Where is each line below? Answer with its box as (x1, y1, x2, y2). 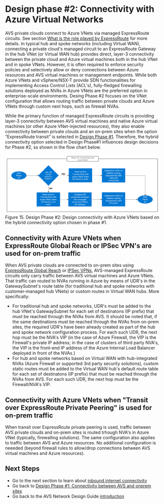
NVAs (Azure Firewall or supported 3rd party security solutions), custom (12, 360, 159, 367)
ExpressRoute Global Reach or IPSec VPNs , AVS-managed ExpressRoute (5, 267, 153, 273)
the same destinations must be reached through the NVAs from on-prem (12, 319, 159, 325)
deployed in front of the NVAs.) (12, 350, 75, 356)
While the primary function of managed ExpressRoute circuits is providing (5, 113, 155, 119)
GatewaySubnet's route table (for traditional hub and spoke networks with (5, 283, 155, 289)
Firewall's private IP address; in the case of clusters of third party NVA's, (12, 340, 159, 346)
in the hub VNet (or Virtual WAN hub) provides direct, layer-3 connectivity (5, 51, 155, 57)
